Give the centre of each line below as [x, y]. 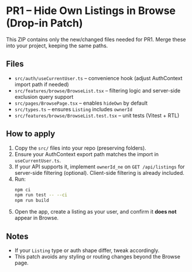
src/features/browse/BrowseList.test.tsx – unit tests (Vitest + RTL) [97, 115]
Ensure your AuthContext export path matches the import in [87, 154]
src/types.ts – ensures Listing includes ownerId [73, 109]
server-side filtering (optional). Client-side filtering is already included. [99, 173]
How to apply [31, 134]
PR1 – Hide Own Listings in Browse [91, 11]
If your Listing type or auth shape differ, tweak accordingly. [87, 250]
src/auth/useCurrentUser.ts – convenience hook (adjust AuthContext [98, 78]
